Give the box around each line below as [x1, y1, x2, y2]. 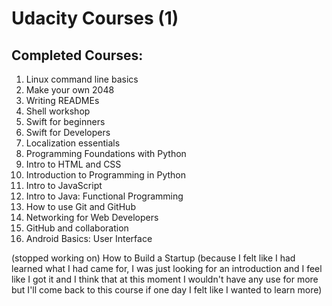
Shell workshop [25, 105, 91, 117]
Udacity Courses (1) [11, 7, 179, 30]
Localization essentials [25, 137, 121, 149]
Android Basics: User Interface [25, 233, 153, 244]
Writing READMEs [25, 95, 100, 106]
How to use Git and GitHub [25, 201, 136, 212]
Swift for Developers [25, 127, 111, 138]
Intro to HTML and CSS [25, 158, 122, 170]
